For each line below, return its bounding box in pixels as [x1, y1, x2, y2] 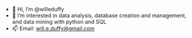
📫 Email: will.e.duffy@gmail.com [12, 25, 95, 32]
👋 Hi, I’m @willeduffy [12, 6, 64, 12]
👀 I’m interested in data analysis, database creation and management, [12, 12, 187, 19]
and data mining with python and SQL [12, 18, 107, 25]
